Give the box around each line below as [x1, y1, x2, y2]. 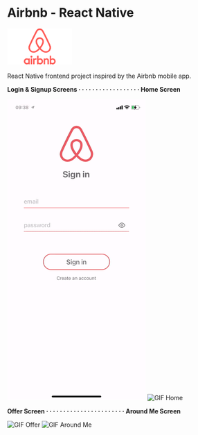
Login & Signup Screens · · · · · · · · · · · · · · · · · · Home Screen [7, 85, 181, 94]
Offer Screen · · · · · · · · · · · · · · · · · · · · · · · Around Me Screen [7, 407, 181, 416]
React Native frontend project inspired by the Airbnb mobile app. [7, 72, 192, 81]
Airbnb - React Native [7, 5, 134, 21]
